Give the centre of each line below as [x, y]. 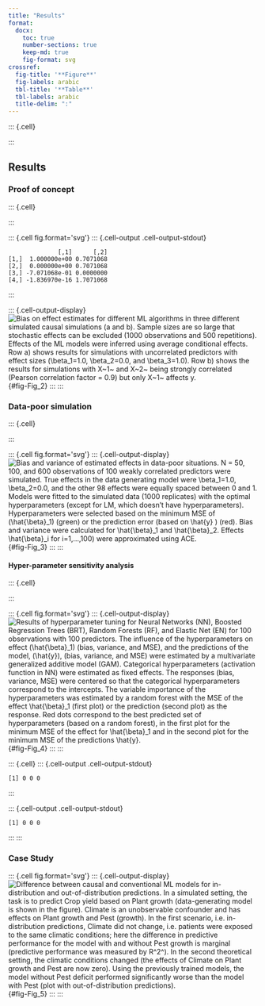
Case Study [31, 858]
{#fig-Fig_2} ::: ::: [36, 386]
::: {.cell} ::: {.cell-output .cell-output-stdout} [80, 764]
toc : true [39, 38]
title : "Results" [37, 15]
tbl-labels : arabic [47, 97]
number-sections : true [60, 45]
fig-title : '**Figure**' [56, 75]
